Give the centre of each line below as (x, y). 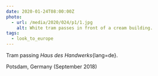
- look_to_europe (32, 39)
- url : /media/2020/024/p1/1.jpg (52, 22)
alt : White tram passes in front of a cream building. (85, 28)
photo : (14, 17)
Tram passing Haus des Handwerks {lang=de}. (62, 55)
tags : (13, 33)
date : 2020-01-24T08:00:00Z (40, 11)
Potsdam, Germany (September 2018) (52, 67)
